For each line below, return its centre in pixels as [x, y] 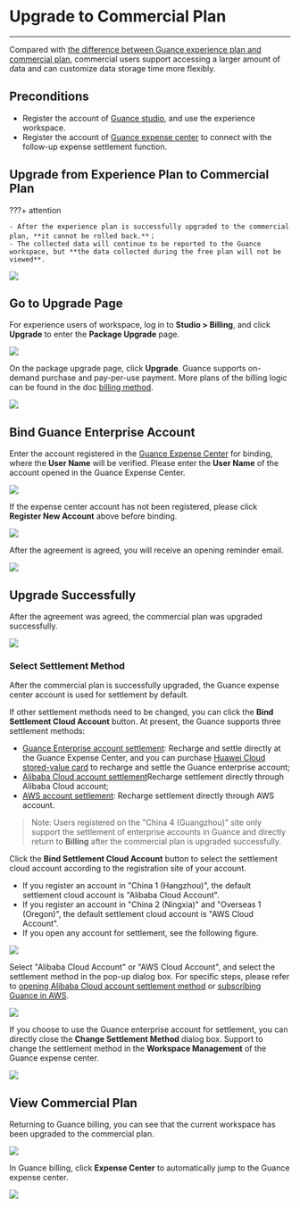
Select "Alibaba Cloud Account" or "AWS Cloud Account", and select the [142, 967]
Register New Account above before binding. [93, 516]
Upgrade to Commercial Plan [118, 17]
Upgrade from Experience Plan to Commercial [139, 175]
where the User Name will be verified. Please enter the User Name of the [144, 463]
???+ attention [35, 210]
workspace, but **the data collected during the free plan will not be [145, 252]
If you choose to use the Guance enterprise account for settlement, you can [149, 1029]
